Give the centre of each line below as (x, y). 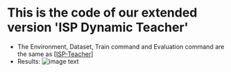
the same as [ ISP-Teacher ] (55, 54)
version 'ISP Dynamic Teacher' (98, 27)
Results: (28, 61)
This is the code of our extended (102, 13)
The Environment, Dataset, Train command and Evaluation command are (121, 46)
